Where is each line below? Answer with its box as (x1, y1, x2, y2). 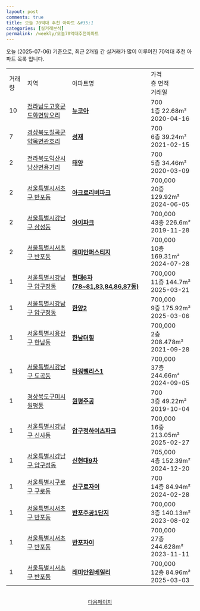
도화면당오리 (27, 111, 61, 120)
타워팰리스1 (72, 367, 104, 376)
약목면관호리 (27, 138, 61, 146)
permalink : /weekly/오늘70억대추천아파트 (6, 31, 99, 37)
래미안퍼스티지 (72, 248, 111, 257)
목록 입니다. (17, 55, 45, 63)
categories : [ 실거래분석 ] (6, 25, 64, 32)
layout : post (6, 8, 39, 15)
